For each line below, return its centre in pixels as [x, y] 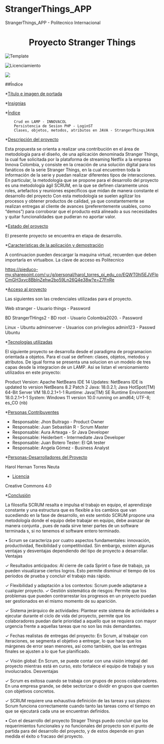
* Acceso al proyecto [26, 289]
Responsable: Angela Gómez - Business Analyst [61, 448]
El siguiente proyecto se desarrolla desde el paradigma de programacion [78, 351]
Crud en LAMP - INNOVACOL [40, 122]
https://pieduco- [22, 269]
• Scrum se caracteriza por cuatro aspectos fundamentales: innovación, [78, 540]
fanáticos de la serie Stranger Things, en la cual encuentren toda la [73, 170]
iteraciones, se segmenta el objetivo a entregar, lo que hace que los [73, 641]
